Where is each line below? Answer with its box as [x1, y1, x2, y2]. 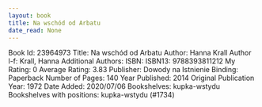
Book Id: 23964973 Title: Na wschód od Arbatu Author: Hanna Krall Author [8, 48, 252, 58]
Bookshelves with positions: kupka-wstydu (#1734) [8, 90, 176, 100]
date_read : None [8, 26, 62, 34]
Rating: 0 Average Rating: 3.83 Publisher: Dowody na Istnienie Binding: [8, 65, 239, 75]
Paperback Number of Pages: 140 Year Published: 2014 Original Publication [8, 73, 255, 83]
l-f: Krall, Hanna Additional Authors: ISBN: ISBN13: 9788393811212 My [8, 56, 236, 66]
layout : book [8, 11, 51, 20]
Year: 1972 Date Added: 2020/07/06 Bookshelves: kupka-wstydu [8, 82, 220, 91]
